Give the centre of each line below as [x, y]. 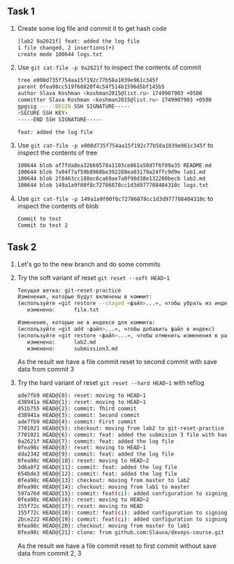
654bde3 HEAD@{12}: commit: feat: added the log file [97, 474]
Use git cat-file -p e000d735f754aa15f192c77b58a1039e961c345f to [115, 146]
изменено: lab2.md [61, 342]
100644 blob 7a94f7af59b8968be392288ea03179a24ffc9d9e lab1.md [111, 172]
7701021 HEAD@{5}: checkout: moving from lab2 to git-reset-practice [121, 428]
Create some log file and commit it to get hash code [92, 28]
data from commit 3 [46, 369]
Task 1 [21, 12]
